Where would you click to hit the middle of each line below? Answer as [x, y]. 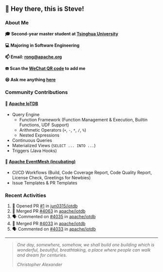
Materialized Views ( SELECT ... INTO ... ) [54, 145]
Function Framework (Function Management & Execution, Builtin [83, 119]
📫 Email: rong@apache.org [33, 57]
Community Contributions [36, 92]
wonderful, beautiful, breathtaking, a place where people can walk [84, 250]
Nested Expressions [39, 135]
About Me [17, 23]
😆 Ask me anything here [30, 79]
